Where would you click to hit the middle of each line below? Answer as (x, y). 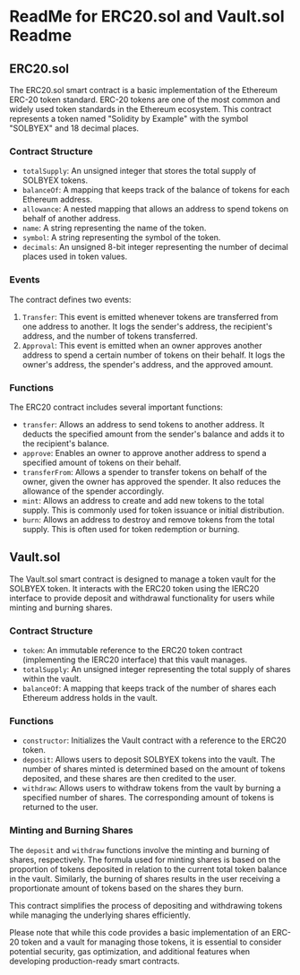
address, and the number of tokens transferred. (110, 336)
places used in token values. (75, 256)
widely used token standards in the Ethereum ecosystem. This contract (141, 109)
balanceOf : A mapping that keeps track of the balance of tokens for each (156, 190)
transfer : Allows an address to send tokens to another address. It (143, 424)
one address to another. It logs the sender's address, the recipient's (147, 326)
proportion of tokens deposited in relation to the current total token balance (148, 869)
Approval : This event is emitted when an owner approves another (142, 345)
